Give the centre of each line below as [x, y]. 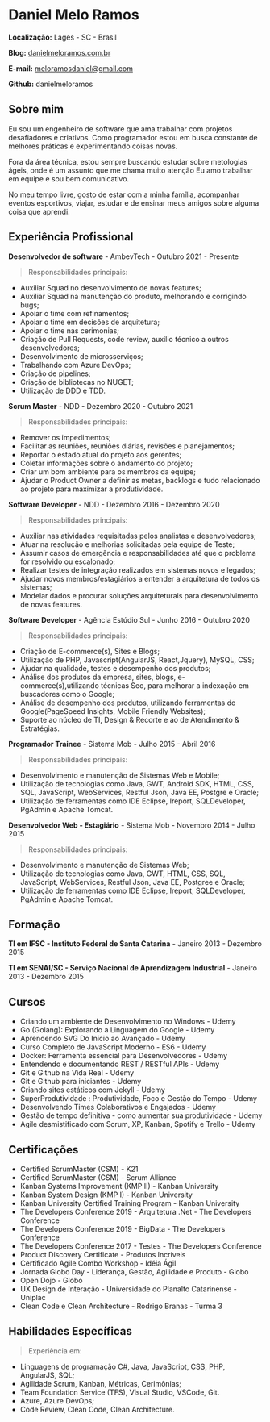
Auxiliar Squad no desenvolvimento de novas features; [110, 287]
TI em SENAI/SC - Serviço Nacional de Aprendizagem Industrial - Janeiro [133, 968]
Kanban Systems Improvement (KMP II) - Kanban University [119, 1186]
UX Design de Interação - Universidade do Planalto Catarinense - [129, 1289]
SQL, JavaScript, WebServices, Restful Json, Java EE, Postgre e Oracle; [139, 792]
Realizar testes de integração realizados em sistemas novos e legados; [138, 569]
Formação [34, 924]
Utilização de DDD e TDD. [63, 390]
